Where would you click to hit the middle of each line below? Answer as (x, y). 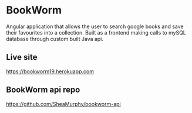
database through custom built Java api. (55, 39)
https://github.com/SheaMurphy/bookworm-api (64, 104)
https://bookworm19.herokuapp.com (50, 71)
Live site (22, 57)
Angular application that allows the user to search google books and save (95, 26)
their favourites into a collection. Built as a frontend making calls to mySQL (96, 32)
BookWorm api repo (43, 90)
